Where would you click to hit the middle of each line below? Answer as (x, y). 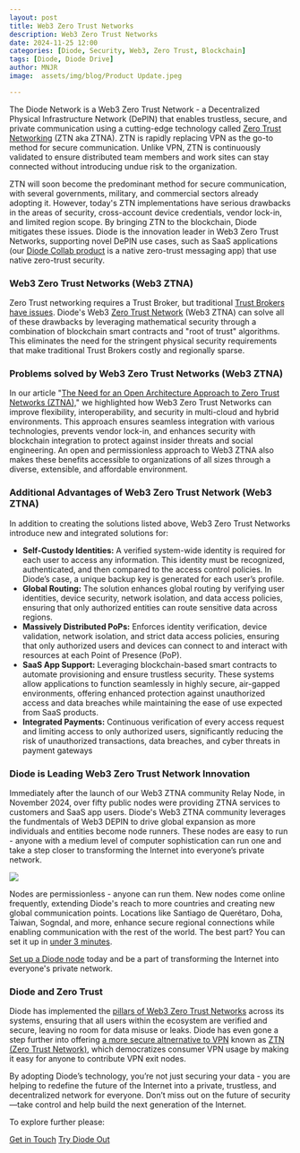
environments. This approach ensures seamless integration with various (142, 421)
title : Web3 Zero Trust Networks (72, 26)
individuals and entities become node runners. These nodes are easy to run (149, 831)
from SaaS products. (60, 712)
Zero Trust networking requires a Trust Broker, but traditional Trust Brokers (147, 303)
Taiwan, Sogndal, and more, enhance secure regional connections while (142, 922)
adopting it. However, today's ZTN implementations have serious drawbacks (150, 203)
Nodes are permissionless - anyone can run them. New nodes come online (147, 894)
